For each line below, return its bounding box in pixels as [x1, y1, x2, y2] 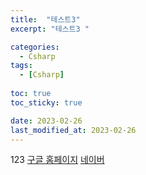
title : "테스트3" [10, 14, 81, 25]
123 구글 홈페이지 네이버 [10, 154, 105, 166]
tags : [10, 61, 33, 71]
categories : [10, 42, 60, 52]
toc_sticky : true [10, 97, 83, 108]
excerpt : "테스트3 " [10, 24, 90, 34]
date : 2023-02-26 [10, 116, 83, 126]
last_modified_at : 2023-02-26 [10, 125, 137, 135]
